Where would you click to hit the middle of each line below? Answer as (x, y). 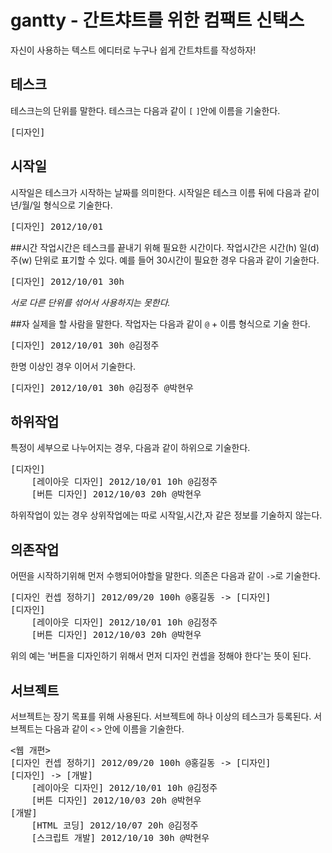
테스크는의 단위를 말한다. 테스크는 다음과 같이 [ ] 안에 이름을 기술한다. (145, 110)
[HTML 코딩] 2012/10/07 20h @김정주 (115, 825)
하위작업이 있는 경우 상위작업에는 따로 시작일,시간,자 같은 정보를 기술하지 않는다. (166, 515)
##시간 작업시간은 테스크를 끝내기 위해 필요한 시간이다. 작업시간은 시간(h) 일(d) (165, 247)
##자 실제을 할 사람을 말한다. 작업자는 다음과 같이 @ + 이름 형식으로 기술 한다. (160, 323)
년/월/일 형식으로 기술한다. (61, 205)
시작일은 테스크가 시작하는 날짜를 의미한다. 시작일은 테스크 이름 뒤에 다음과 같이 (165, 192)
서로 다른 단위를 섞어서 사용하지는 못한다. (90, 302)
